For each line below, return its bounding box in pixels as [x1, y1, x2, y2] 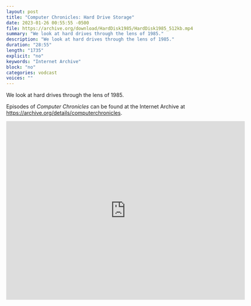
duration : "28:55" [6, 42, 52, 48]
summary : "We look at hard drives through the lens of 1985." [6, 31, 164, 37]
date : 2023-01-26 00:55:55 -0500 [6, 20, 89, 26]
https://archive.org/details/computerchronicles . [6, 110, 122, 117]
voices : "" [6, 75, 33, 81]
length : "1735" [6, 48, 44, 54]
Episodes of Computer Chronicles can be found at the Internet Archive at [6, 103, 185, 110]
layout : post [6, 8, 39, 15]
